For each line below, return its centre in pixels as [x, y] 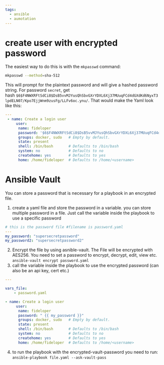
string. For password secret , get [37, 90]
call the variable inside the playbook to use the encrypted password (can [85, 265]
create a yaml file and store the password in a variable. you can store [82, 207]
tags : [10, 10]
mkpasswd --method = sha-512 [32, 76]
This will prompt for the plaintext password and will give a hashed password [81, 85]
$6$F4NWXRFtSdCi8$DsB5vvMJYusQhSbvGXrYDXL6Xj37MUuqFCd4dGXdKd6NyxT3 [87, 96]
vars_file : [16, 288]
